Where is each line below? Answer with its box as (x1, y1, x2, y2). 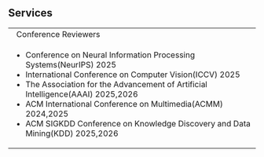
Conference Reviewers (16, 28, 101, 39)
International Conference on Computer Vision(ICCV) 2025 (25, 69, 241, 80)
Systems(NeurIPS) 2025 (25, 59, 116, 70)
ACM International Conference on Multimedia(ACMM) (25, 98, 224, 109)
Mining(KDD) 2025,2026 (25, 128, 119, 139)
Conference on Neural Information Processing (25, 49, 195, 60)
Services (8, 6, 53, 20)
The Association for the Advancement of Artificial (25, 78, 208, 89)
